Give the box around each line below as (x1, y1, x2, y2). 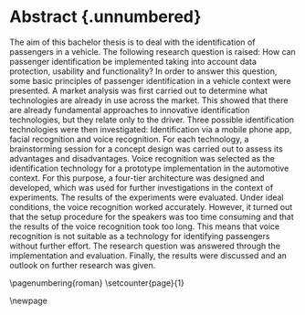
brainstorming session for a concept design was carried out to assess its (9, 143, 283, 154)
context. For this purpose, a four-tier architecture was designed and (9, 172, 265, 184)
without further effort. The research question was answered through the (9, 240, 281, 251)
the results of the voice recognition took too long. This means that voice (9, 221, 280, 232)
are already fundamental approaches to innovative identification (9, 104, 250, 115)
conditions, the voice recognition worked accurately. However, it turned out (9, 201, 293, 212)
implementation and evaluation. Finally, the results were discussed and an (9, 249, 288, 261)
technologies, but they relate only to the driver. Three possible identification (9, 114, 295, 125)
